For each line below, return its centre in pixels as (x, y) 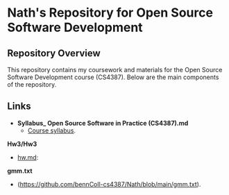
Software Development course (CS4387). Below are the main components (113, 77)
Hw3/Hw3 (22, 144)
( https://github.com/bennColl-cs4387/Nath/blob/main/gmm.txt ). (109, 184)
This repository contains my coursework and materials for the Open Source (115, 70)
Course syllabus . (52, 130)
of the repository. (32, 84)
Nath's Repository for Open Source (110, 13)
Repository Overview (54, 53)
